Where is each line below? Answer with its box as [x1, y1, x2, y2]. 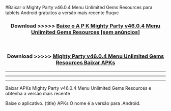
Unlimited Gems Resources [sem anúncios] [31, 28, 140, 35]
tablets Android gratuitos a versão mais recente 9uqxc [5, 10, 119, 16]
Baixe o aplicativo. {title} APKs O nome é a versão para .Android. [5, 100, 141, 106]
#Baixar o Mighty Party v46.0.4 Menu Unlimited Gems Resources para [5, 5, 153, 10]
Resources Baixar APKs [55, 59, 116, 66]
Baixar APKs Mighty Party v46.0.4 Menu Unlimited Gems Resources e [5, 85, 152, 91]
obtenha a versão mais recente [5, 90, 70, 96]
